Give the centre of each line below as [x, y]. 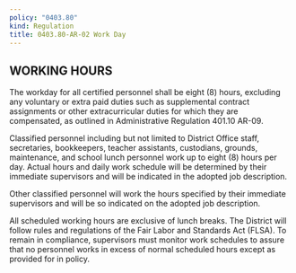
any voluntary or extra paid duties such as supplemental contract [130, 102]
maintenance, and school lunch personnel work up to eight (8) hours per [143, 157]
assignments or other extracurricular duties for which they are [124, 111]
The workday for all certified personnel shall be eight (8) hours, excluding [145, 92]
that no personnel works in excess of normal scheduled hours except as [143, 250]
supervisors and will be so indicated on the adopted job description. [135, 204]
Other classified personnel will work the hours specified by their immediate [148, 194]
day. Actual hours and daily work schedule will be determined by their [138, 167]
